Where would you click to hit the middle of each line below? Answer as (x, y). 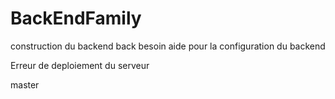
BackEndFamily (76, 18)
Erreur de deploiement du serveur (80, 65)
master (25, 84)
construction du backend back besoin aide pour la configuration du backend (168, 46)
